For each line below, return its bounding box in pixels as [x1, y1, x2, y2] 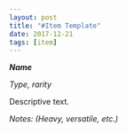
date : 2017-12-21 [9, 29, 74, 38]
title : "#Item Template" [9, 21, 101, 30]
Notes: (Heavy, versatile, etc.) [9, 113, 118, 124]
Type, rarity [9, 79, 52, 90]
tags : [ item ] [9, 37, 58, 47]
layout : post [9, 12, 58, 22]
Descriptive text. [9, 97, 69, 107]
